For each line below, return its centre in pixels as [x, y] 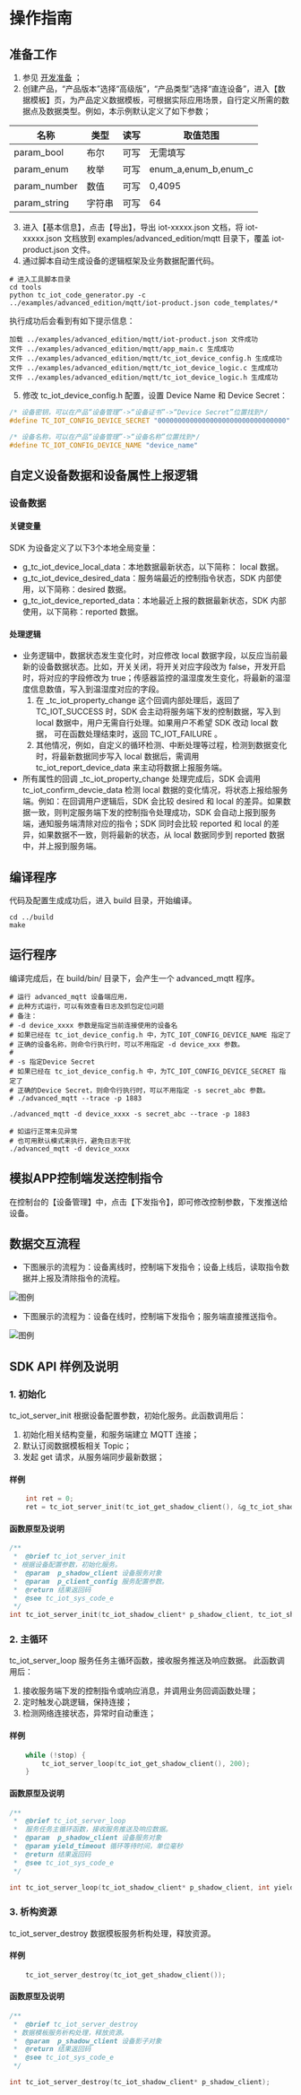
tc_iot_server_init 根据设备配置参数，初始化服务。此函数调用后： [128, 1416]
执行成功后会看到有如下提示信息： [72, 321]
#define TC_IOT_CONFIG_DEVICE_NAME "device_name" [104, 445]
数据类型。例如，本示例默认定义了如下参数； [129, 111]
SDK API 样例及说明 [64, 1366]
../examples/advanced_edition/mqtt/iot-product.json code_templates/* [144, 303]
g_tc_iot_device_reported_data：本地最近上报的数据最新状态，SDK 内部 [154, 601]
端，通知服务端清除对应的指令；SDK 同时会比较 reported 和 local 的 [146, 824]
